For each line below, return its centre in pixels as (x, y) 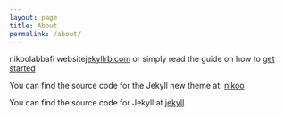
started (22, 68)
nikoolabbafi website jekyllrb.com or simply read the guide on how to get (142, 59)
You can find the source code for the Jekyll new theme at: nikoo (127, 86)
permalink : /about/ (46, 34)
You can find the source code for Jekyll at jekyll (97, 103)
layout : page (33, 17)
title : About (33, 26)
